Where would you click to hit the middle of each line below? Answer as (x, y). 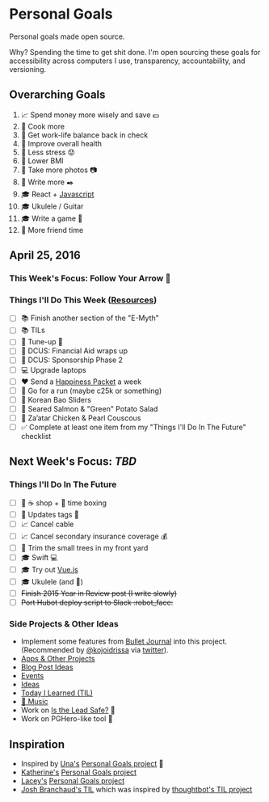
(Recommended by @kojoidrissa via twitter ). (95, 650)
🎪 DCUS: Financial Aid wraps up (74, 351)
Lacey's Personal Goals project (73, 780)
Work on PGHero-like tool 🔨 (67, 719)
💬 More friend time (52, 230)
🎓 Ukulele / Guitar (52, 206)
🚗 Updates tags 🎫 (50, 514)
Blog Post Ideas (47, 667)
